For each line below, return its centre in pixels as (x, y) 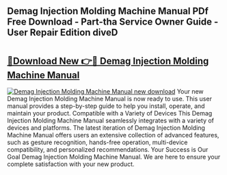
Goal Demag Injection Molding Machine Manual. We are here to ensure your (114, 157)
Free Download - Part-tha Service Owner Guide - (113, 22)
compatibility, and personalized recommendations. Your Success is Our (108, 149)
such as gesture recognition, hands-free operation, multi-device (97, 142)
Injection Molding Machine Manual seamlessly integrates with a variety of (110, 120)
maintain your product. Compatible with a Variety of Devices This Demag (110, 113)
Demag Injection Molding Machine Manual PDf (108, 11)
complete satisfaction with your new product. (71, 164)
